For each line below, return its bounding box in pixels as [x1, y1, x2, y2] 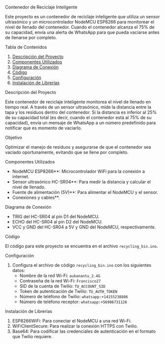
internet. [12, 174, 29, 179]
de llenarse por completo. [5, 34, 57, 40]
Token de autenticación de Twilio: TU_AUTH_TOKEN [19, 288, 118, 294]
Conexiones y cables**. [12, 194, 60, 200]
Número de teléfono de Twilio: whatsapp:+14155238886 [19, 294, 128, 299]
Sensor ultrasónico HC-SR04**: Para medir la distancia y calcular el [12, 179, 151, 185]
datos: [12, 268, 26, 273]
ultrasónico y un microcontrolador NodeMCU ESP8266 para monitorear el [5, 19, 155, 25]
